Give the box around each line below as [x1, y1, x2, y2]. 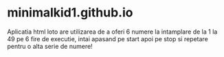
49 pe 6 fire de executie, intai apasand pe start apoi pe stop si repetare [7, 34, 208, 43]
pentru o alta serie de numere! [7, 42, 93, 50]
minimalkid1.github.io [7, 5, 133, 21]
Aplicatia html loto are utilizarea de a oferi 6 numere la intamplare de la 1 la [7, 27, 218, 36]
